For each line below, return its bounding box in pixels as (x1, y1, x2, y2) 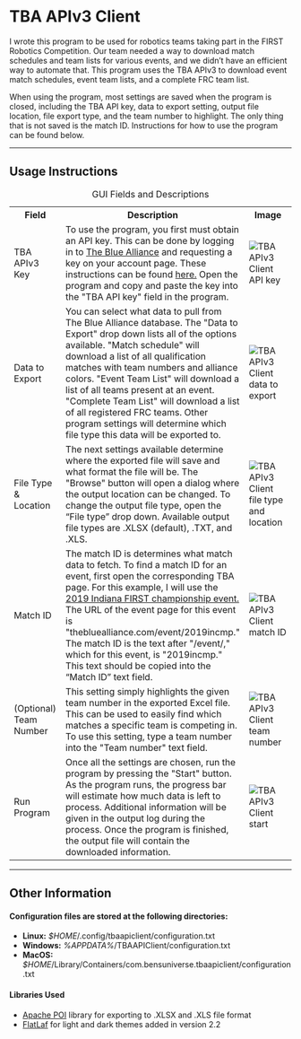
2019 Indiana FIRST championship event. (65, 592, 240, 605)
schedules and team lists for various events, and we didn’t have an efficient (9, 55, 288, 65)
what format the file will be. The (65, 465, 199, 477)
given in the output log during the (65, 812, 206, 825)
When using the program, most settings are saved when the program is (9, 92, 272, 102)
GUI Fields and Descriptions (91, 188, 210, 200)
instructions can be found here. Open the (65, 267, 238, 280)
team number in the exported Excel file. (65, 696, 231, 709)
